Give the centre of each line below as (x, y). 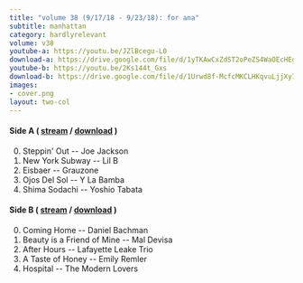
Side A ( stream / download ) (64, 130)
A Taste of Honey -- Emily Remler (84, 259)
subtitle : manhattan (48, 26)
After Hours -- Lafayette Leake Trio (87, 249)
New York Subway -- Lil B (70, 160)
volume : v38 (32, 43)
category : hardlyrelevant (58, 34)
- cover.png (32, 93)
